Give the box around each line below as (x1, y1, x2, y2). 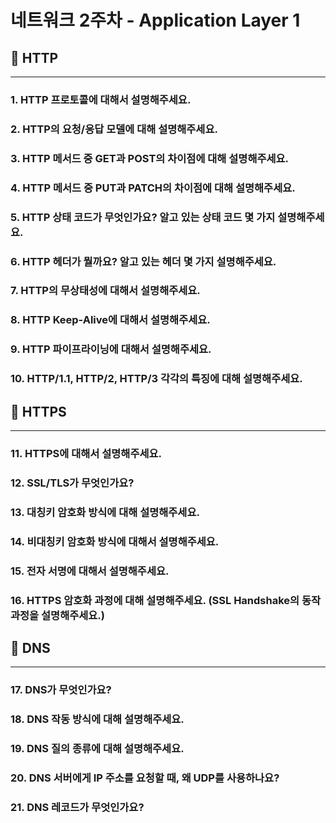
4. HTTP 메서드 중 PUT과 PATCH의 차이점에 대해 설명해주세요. (10, 181, 296, 195)
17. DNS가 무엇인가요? (10, 683, 112, 697)
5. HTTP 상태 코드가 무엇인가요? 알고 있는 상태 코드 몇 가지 (10, 210, 276, 224)
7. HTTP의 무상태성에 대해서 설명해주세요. (10, 284, 201, 298)
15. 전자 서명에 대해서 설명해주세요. (10, 564, 170, 578)
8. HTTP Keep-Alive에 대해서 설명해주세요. (10, 313, 211, 327)
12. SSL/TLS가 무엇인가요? (10, 476, 135, 490)
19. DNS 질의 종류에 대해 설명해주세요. (10, 742, 185, 756)
